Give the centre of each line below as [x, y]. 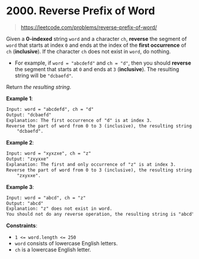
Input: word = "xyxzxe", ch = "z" [49, 154]
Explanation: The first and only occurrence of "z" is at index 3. [91, 165]
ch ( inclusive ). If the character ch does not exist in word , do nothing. [89, 51]
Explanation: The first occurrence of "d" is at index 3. [79, 120]
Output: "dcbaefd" [29, 115]
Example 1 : [20, 98]
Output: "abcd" [25, 203]
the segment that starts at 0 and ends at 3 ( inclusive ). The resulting [97, 69]
